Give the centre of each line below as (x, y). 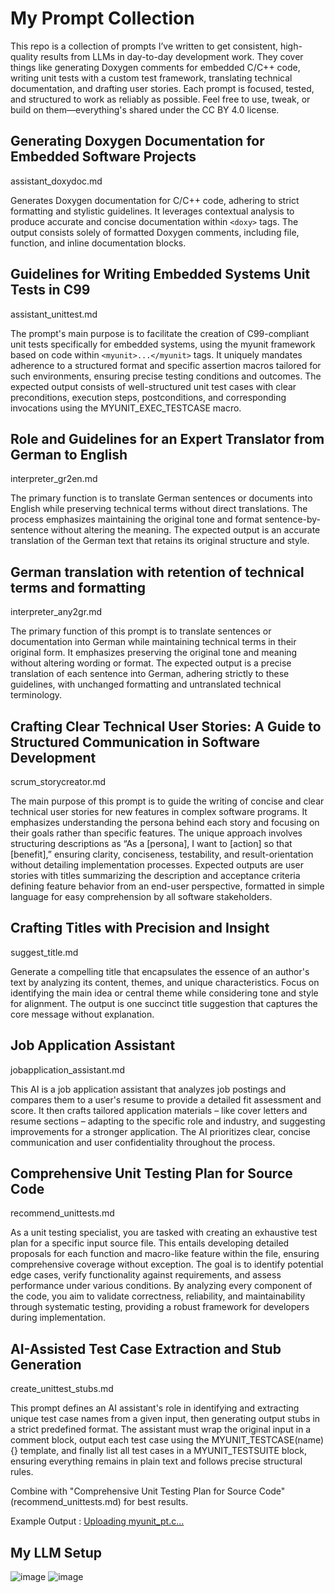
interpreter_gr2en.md (54, 479)
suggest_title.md (44, 952)
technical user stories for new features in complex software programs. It (159, 811)
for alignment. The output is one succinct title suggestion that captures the (164, 1003)
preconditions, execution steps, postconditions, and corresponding (148, 397)
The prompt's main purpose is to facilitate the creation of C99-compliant (160, 333)
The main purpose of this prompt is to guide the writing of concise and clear (167, 801)
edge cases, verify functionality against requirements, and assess (146, 1275)
